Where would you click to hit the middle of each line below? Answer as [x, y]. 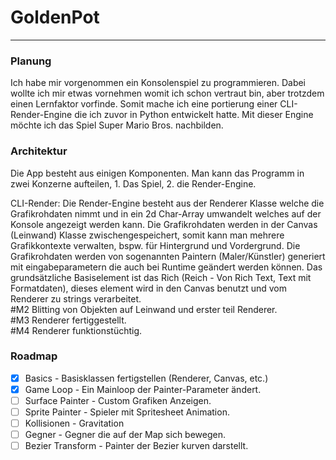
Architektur [39, 151]
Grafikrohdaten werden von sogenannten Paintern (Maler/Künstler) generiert [168, 256]
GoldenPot [55, 17]
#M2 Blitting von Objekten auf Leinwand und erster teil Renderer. [144, 309]
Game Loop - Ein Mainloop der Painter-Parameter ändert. [143, 389]
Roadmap [34, 356]
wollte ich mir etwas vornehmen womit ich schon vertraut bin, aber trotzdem [167, 93]
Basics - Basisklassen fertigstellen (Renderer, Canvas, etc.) [146, 378]
